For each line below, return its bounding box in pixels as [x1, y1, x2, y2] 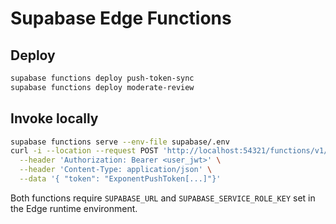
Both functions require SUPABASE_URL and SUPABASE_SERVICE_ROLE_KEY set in [10, 192, 316, 204]
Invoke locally [10, 110, 99, 127]
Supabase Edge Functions [10, 7, 232, 30]
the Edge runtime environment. [10, 202, 138, 214]
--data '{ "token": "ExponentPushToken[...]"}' [19, 174, 222, 184]
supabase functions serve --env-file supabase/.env [10, 137, 230, 147]
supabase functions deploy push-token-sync [10, 73, 195, 83]
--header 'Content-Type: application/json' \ [19, 165, 213, 175]
